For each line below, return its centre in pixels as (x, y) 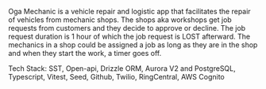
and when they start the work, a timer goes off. (85, 53)
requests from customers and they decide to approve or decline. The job (127, 28)
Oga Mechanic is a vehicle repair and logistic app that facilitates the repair (130, 11)
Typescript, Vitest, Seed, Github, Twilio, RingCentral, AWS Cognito (116, 77)
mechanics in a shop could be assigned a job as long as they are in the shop (133, 45)
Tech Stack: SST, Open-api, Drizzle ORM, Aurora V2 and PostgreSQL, (122, 69)
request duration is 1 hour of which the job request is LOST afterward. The (129, 36)
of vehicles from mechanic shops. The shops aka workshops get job (120, 20)
